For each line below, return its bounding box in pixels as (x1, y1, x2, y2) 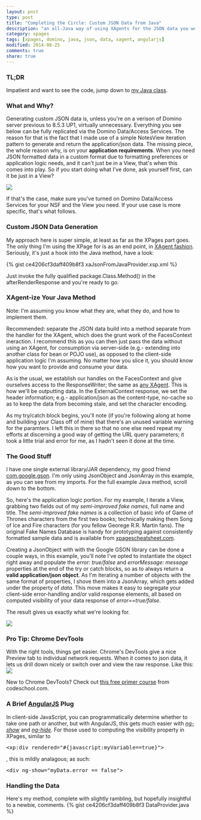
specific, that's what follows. (6, 208, 77, 215)
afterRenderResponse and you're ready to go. (6, 279, 119, 286)
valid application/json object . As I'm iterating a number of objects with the (6, 572, 191, 579)
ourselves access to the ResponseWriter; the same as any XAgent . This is (6, 381, 188, 388)
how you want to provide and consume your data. (6, 363, 129, 370)
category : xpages (6, 31, 50, 37)
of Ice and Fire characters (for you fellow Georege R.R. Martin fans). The (6, 522, 185, 529)
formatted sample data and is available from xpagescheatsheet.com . (6, 535, 175, 542)
